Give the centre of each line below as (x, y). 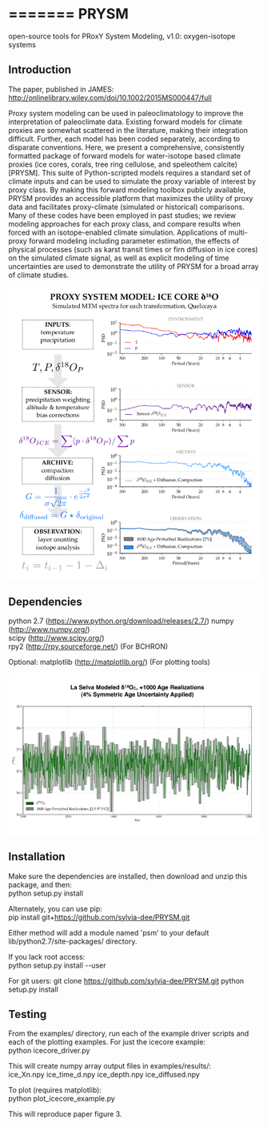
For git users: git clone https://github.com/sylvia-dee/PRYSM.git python (126, 980)
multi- (238, 232)
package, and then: (40, 884)
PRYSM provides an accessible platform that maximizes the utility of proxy (131, 198)
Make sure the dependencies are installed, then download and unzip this (128, 876)
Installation (37, 857)
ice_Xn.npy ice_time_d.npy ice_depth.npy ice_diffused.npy (104, 1075)
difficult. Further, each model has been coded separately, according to (124, 139)
